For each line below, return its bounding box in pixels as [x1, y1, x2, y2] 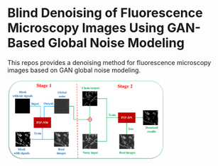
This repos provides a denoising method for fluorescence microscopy [7, 58, 212, 66]
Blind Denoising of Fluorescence [7, 5, 203, 21]
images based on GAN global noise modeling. [7, 66, 141, 74]
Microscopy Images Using [7, 20, 165, 36]
